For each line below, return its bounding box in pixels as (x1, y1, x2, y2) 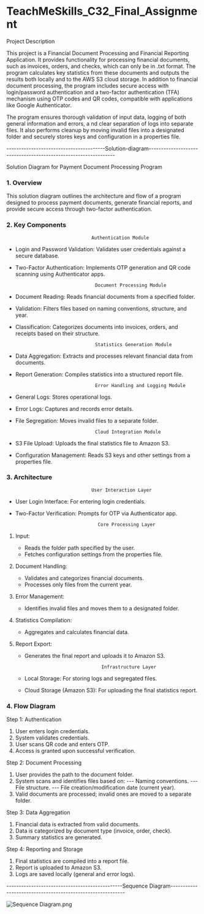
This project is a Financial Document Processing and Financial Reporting (6, 49, 189, 56)
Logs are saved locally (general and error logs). (15, 871, 135, 878)
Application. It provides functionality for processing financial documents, (6, 56, 190, 63)
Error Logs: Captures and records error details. (15, 405, 134, 412)
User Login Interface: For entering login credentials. (15, 497, 146, 505)
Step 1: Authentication (6, 716, 62, 723)
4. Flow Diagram (6, 701, 56, 710)
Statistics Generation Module (94, 341, 172, 347)
